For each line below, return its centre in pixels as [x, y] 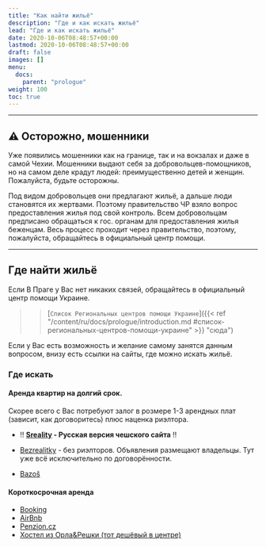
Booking [33, 510]
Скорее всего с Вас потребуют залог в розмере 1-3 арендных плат [122, 411]
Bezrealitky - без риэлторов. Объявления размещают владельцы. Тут [137, 450]
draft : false [30, 52]
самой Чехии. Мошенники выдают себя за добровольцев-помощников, [130, 164]
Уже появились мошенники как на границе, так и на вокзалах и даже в [129, 155]
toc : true [25, 97]
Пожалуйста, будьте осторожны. [64, 181]
